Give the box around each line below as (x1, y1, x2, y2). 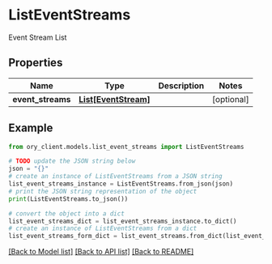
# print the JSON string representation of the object (8, 187, 198, 195)
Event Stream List (8, 32, 67, 42)
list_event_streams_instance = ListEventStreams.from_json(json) (8, 180, 233, 188)
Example (8, 121, 53, 135)
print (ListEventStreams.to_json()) (8, 194, 129, 203)
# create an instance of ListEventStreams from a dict (8, 224, 198, 232)
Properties (8, 56, 63, 70)
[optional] (211, 93, 249, 104)
